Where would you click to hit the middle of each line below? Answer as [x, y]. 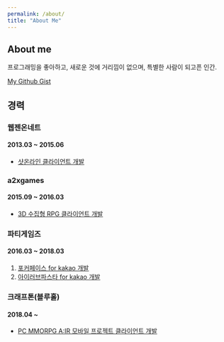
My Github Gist [29, 82]
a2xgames [26, 180]
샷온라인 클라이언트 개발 [51, 161]
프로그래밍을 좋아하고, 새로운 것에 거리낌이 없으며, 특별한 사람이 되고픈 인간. [112, 67]
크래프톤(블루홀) [34, 297]
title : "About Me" [34, 21]
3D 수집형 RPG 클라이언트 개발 [60, 214]
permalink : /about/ [36, 14]
